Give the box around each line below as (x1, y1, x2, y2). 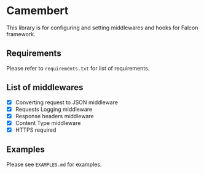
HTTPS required (15, 126, 57, 134)
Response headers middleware (15, 112, 94, 119)
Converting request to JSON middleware (15, 99, 119, 106)
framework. (6, 30, 36, 37)
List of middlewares (6, 82, 84, 93)
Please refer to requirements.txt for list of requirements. (6, 64, 150, 72)
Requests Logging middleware (15, 105, 93, 113)
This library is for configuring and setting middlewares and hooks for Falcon (6, 24, 198, 31)
